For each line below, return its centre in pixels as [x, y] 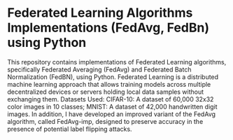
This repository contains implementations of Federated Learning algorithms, [117, 62]
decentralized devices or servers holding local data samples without [106, 92]
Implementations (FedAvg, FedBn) [108, 28]
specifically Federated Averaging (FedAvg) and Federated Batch [99, 69]
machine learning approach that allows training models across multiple [109, 84]
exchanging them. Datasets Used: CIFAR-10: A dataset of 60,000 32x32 [111, 99]
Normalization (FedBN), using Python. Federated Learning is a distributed [113, 77]
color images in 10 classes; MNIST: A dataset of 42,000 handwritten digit [113, 106]
